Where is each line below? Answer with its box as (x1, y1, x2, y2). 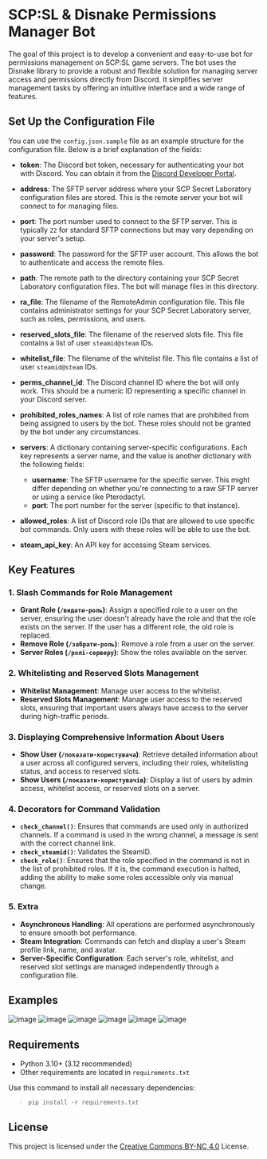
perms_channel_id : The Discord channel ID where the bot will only (19, 378, 240, 387)
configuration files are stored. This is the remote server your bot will (19, 192, 243, 202)
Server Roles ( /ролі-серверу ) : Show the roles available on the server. (19, 648, 249, 657)
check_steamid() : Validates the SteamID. (19, 847, 152, 857)
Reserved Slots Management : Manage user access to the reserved (19, 694, 243, 704)
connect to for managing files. (19, 201, 120, 210)
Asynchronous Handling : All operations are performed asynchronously (19, 919, 255, 929)
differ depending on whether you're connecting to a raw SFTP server (31, 483, 259, 493)
